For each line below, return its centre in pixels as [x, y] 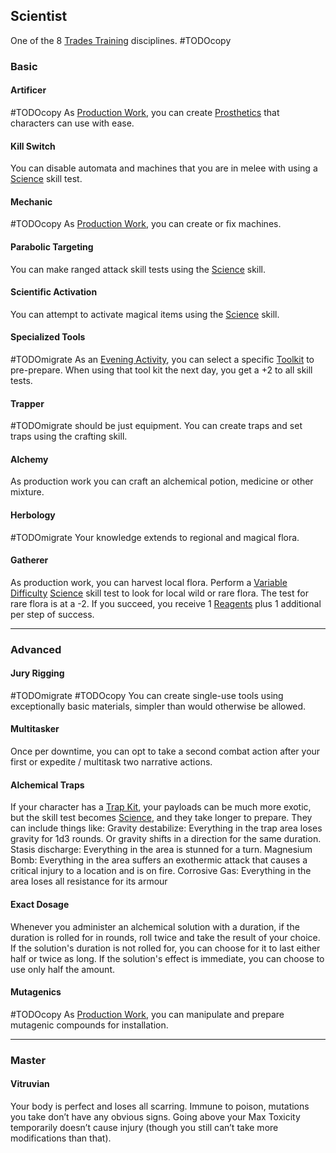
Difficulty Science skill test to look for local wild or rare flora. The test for [159, 593]
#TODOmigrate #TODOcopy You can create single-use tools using [147, 695]
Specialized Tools [48, 337]
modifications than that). [61, 1138]
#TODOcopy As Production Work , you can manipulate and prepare [147, 1014]
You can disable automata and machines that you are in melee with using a [164, 168]
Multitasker [35, 729]
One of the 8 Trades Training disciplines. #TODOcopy [121, 40]
